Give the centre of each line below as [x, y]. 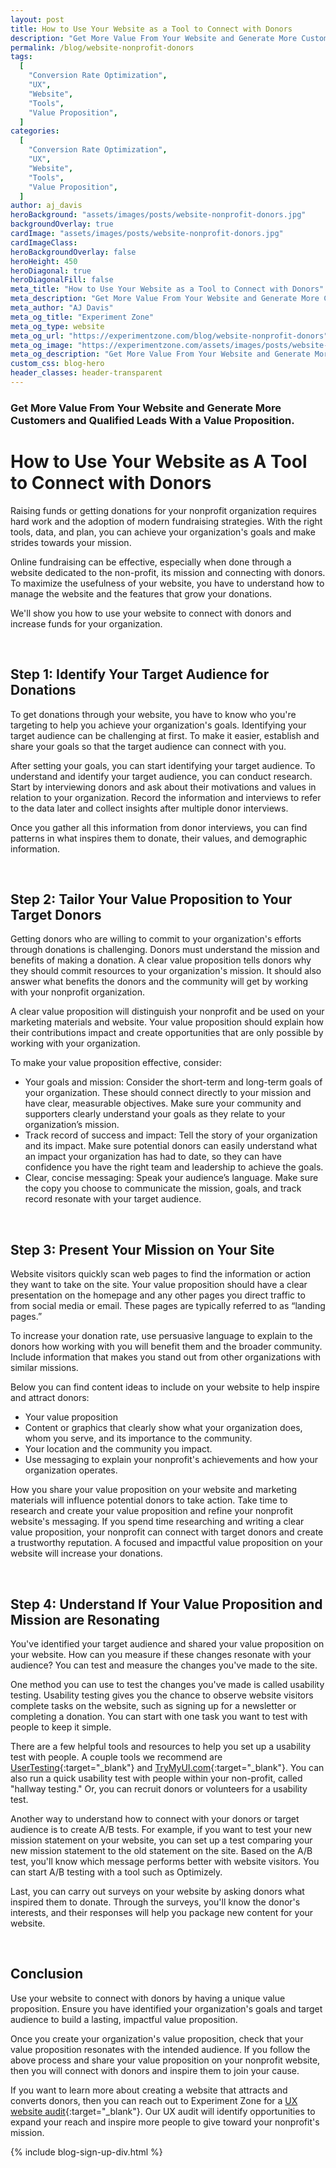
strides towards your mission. [71, 542]
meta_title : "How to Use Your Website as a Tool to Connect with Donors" [167, 289]
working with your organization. [75, 1043]
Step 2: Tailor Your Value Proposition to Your [151, 899]
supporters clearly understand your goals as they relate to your [155, 1114]
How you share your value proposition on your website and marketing [154, 1490]
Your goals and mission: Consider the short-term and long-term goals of [173, 1082]
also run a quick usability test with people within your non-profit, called [156, 1778]
